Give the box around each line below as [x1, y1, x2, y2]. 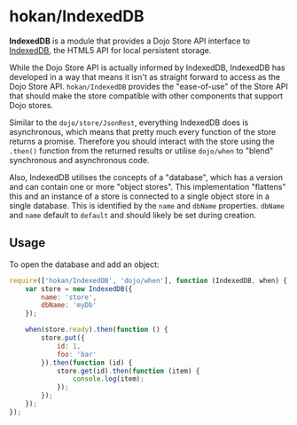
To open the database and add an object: [9, 259, 160, 270]
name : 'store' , [41, 293, 98, 302]
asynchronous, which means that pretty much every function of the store [9, 126, 277, 137]
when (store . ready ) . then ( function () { [25, 326, 168, 334]
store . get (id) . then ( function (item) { [56, 366, 200, 375]
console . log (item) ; [72, 374, 145, 383]
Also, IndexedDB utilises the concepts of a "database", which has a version [9, 171, 284, 183]
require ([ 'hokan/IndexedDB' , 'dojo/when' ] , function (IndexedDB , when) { [9, 276, 288, 285]
